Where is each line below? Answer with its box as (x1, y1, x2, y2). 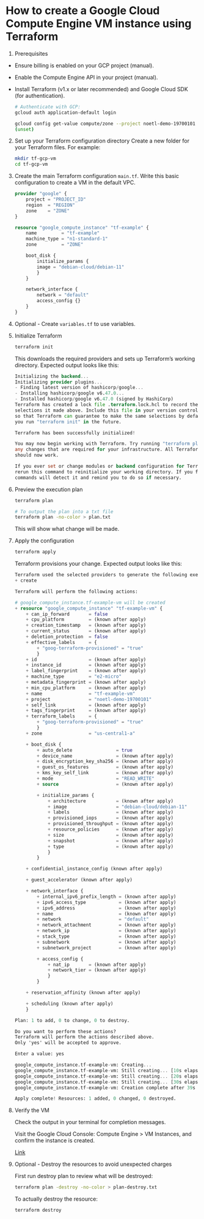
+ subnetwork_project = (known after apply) (37, 944, 177, 951)
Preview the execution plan (14, 486, 83, 493)
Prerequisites (14, 50, 48, 57)
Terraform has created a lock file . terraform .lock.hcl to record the (14, 402, 199, 408)
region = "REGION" (26, 202, 76, 208)
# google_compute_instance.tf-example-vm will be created (14, 599, 166, 606)
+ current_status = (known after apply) (26, 628, 147, 634)
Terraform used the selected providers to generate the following (14, 572, 188, 578)
